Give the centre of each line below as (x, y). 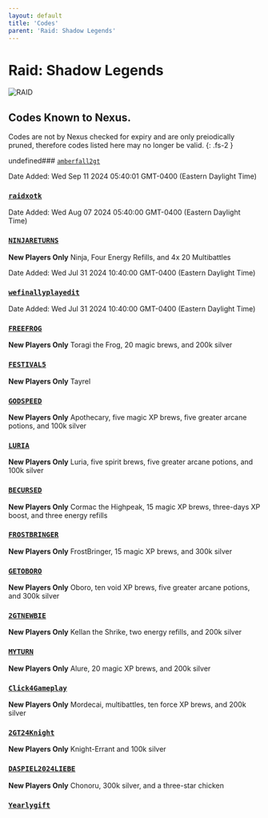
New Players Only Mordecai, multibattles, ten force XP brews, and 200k (127, 704)
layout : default (35, 16)
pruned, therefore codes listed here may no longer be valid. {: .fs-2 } (121, 146)
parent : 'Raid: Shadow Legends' (62, 30)
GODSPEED (25, 401)
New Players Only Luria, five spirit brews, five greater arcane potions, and (131, 462)
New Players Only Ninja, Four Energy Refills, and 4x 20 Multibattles (120, 257)
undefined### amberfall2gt (54, 161)
